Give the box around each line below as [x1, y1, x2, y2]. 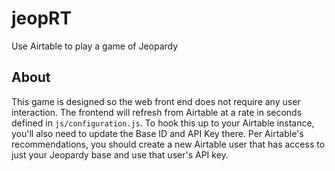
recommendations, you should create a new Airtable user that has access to [11, 138, 326, 150]
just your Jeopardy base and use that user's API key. [11, 148, 229, 161]
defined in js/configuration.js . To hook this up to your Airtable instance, [11, 117, 315, 129]
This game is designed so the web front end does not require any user [11, 95, 301, 107]
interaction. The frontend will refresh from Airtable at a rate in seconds [11, 106, 303, 118]
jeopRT [11, 7, 73, 30]
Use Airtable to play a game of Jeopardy [11, 40, 179, 52]
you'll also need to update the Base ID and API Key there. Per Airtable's [11, 127, 304, 139]
